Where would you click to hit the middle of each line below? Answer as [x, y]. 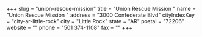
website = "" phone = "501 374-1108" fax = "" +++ [70, 27]
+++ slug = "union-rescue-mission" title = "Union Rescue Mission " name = [101, 9]
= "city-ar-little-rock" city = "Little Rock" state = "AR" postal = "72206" [96, 21]
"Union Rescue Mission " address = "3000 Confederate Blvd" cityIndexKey [101, 15]
